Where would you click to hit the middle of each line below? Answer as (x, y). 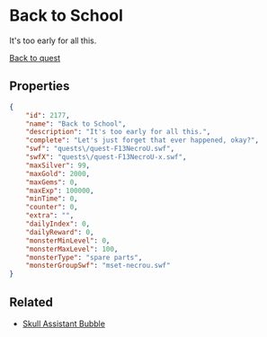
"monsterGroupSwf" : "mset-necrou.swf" (98, 266)
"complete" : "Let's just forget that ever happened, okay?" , (142, 140)
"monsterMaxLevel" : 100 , (72, 249)
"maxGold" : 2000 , (58, 173)
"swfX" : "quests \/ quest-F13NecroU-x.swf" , (106, 157)
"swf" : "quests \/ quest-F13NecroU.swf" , (100, 149)
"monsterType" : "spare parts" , (84, 257)
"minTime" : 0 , (52, 199)
